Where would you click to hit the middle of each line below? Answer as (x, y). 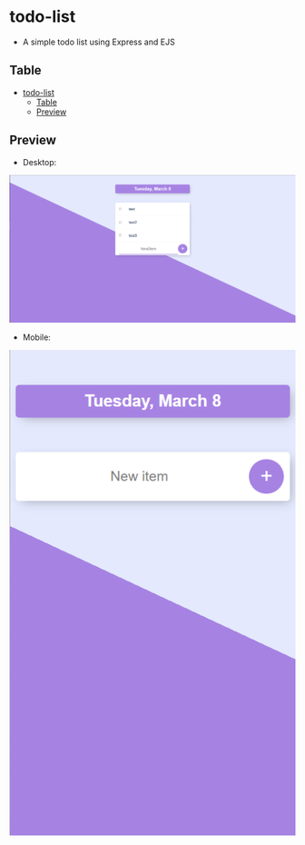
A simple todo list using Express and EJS (98, 42)
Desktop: (39, 162)
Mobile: (37, 337)
